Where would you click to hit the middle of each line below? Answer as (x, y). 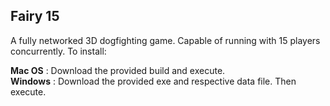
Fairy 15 (35, 16)
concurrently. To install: (58, 51)
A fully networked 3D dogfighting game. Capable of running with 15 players (165, 40)
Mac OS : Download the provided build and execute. (118, 70)
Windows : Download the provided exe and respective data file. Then (153, 81)
